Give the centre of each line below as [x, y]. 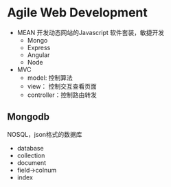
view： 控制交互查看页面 [62, 86]
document [32, 162]
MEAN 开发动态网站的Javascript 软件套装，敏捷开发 [91, 32]
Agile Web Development [77, 13]
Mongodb [28, 117]
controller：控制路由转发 [62, 95]
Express [39, 47]
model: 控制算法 [50, 78]
